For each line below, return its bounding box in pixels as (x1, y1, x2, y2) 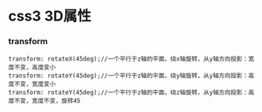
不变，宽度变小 (13, 80, 56, 88)
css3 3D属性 (8, 7, 91, 25)
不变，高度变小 (13, 64, 56, 72)
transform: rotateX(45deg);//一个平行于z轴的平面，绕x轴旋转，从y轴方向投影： (8, 55, 249, 63)
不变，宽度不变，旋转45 (13, 97, 81, 105)
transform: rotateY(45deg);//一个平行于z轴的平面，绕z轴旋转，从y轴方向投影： (8, 88, 249, 97)
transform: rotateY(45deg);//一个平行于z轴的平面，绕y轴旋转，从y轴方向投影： (8, 72, 249, 80)
